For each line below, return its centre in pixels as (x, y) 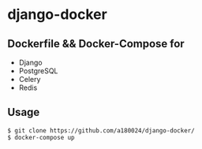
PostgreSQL (38, 71)
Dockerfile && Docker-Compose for (96, 44)
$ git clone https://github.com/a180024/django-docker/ (101, 130)
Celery (30, 79)
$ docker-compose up (41, 137)
